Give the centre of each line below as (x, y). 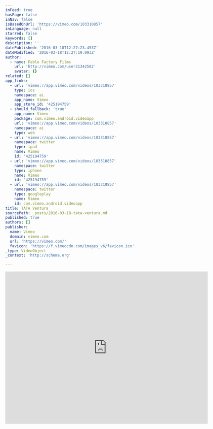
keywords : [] (19, 39)
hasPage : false (21, 15)
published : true (22, 218)
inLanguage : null (24, 29)
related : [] (18, 76)
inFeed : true (19, 10)
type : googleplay (33, 194)
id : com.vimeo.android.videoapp (48, 204)
